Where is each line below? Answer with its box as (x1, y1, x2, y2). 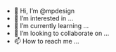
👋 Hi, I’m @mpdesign (13, 7, 75, 15)
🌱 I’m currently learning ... (13, 22, 89, 30)
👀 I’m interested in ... (13, 14, 74, 22)
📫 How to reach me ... (13, 37, 79, 45)
